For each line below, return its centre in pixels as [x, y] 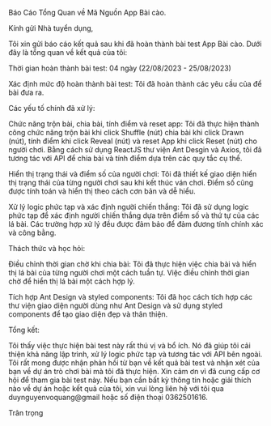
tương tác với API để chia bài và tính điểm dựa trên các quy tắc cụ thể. [125, 158]
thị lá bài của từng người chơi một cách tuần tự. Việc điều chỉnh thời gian [129, 273]
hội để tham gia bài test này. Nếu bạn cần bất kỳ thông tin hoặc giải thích [130, 380]
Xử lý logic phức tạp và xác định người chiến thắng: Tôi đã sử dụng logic [129, 207]
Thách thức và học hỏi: [47, 248]
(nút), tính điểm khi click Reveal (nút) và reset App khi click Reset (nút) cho [133, 141]
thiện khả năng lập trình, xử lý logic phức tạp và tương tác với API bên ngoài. [135, 354]
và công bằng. [32, 232]
